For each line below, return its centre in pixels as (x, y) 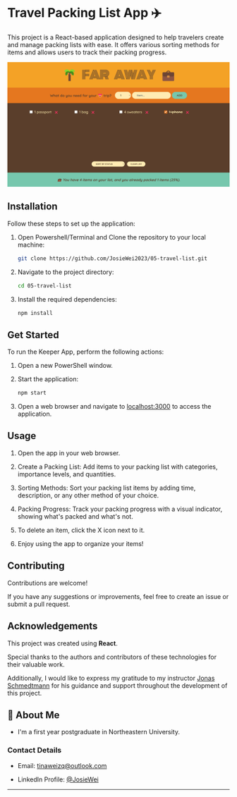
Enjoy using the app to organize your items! (80, 543)
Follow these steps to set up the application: (71, 223)
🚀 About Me (34, 715)
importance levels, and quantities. (67, 474)
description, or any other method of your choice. (88, 495)
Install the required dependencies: (67, 299)
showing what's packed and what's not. (75, 516)
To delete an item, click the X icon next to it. (81, 530)
